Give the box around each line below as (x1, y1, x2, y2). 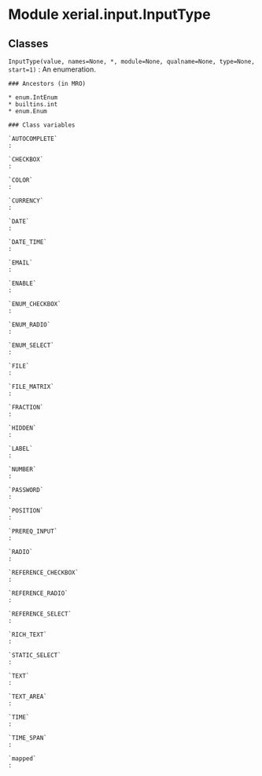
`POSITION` (8, 507, 44, 515)
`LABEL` (8, 445, 34, 453)
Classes (8, 37, 49, 50)
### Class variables (8, 121, 76, 129)
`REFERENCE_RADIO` (8, 589, 68, 597)
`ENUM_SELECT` (8, 342, 55, 349)
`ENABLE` (8, 279, 37, 287)
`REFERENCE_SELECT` (8, 610, 72, 618)
